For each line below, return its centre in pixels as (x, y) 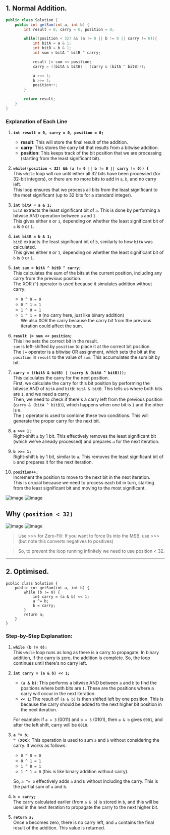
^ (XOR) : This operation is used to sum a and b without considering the (86, 740)
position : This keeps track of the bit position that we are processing (91, 153)
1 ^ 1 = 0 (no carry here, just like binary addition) (72, 315)
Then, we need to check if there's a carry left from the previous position (88, 399)
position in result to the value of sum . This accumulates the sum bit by (87, 357)
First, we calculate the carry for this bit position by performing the (81, 383)
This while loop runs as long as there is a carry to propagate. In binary (86, 653)
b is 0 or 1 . (23, 258)
